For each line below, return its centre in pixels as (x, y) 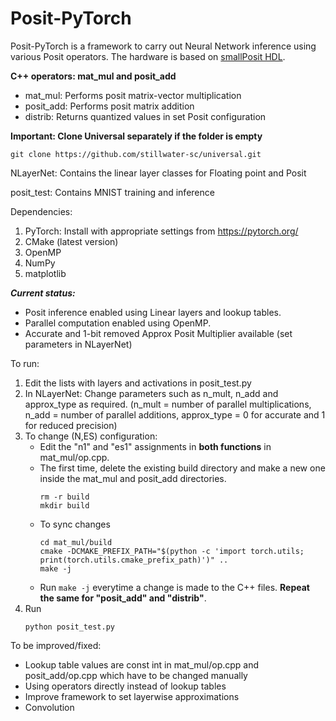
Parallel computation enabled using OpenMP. (118, 323)
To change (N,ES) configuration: (91, 436)
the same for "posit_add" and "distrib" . (123, 598)
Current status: (43, 293)
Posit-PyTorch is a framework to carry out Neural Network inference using (163, 46)
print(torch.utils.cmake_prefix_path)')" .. (134, 560)
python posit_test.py (69, 627)
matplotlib (45, 273)
